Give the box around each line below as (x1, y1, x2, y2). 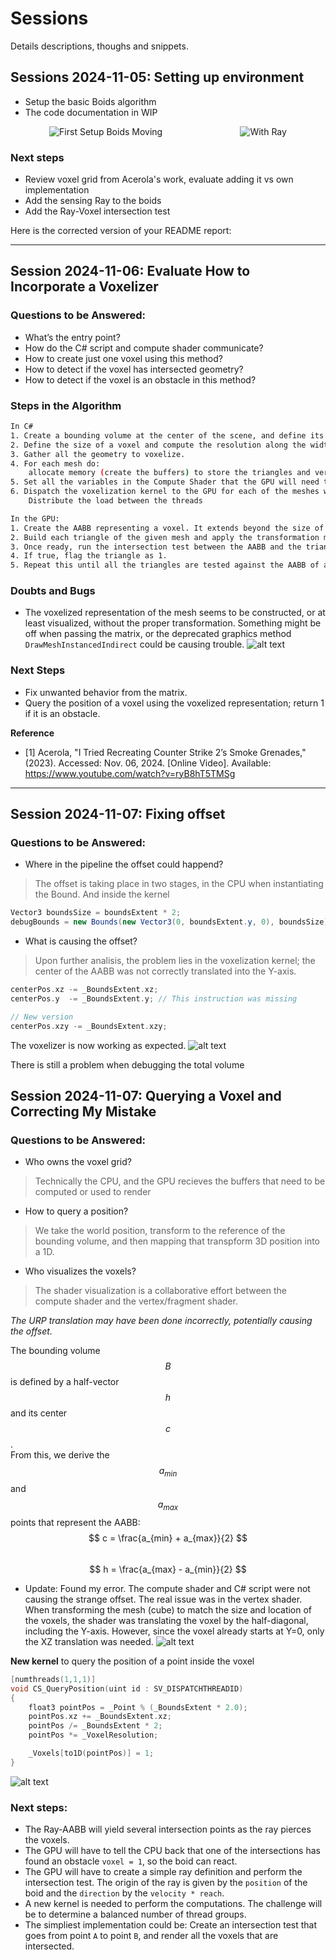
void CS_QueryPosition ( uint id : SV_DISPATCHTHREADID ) (10, 1683, 244, 1694)
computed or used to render (34, 1186, 152, 1198)
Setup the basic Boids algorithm (24, 95, 157, 107)
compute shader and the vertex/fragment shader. (34, 1295, 238, 1307)
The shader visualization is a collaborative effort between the (34, 1285, 287, 1297)
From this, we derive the (10, 1449, 110, 1461)
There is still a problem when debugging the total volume (10, 1058, 245, 1071)
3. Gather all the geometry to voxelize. (10, 449, 186, 459)
